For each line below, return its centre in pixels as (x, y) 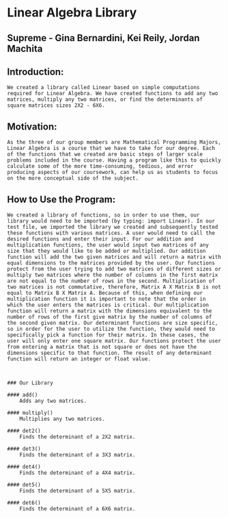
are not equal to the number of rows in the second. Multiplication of (111, 281)
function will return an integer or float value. (79, 359)
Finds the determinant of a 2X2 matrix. (77, 437)
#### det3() (24, 449)
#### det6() (24, 503)
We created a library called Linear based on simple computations (103, 88)
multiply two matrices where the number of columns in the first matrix (113, 275)
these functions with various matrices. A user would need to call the (111, 233)
